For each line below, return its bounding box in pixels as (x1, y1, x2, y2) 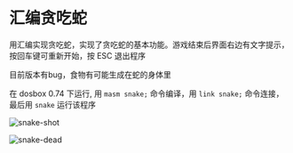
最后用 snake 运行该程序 (9, 99, 96, 109)
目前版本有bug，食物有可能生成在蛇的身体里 (9, 68, 171, 80)
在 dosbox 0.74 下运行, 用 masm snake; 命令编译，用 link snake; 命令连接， (9, 88, 284, 99)
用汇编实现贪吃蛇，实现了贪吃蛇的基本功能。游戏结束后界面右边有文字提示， (9, 39, 289, 50)
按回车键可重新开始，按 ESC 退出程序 (9, 50, 146, 60)
